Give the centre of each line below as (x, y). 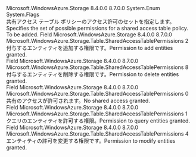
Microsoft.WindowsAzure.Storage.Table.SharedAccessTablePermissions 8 (97, 67)
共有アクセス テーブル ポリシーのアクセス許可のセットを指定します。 (91, 21)
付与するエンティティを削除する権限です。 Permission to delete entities (93, 74)
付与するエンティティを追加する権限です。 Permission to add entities (90, 48)
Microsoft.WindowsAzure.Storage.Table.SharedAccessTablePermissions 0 (97, 94)
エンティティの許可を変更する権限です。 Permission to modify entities (91, 141)
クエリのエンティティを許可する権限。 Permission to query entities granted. (98, 121)
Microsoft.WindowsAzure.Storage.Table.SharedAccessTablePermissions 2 (97, 41)
